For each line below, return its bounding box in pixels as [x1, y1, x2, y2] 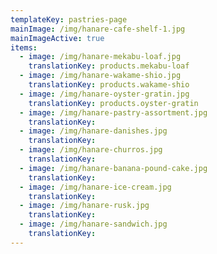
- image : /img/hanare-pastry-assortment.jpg [19, 107, 208, 118]
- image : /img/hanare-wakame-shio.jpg [19, 71, 182, 81]
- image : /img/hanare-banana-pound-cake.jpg [19, 163, 208, 173]
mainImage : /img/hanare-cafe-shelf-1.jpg [10, 24, 186, 34]
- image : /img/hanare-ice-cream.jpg [19, 182, 172, 192]
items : [10, 42, 38, 53]
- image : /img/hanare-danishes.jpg [19, 126, 168, 136]
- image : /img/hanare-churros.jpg [19, 145, 163, 155]
